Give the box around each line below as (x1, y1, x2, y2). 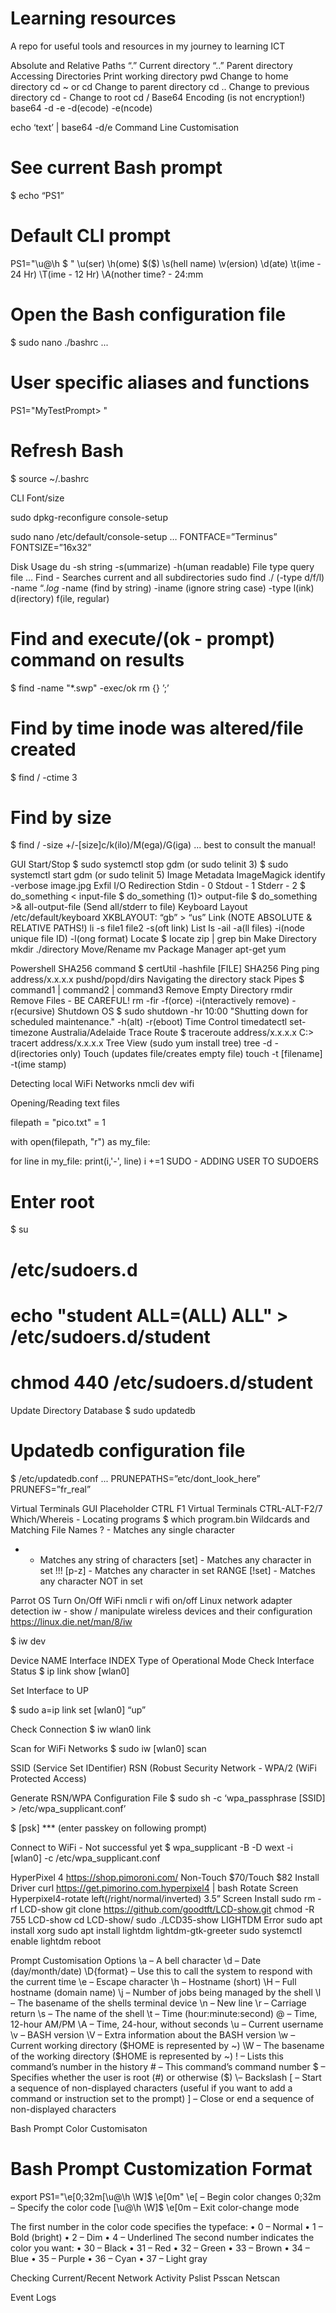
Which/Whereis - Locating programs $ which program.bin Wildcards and (10, 1513, 310, 1525)
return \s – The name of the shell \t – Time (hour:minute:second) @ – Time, (10, 2007, 318, 2019)
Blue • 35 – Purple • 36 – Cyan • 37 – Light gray (10, 2252, 208, 2264)
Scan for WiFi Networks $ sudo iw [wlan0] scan (10, 1742, 207, 1754)
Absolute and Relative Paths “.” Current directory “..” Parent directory (10, 59, 293, 71)
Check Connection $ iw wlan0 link (10, 1723, 152, 1735)
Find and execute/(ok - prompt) (10, 627, 276, 650)
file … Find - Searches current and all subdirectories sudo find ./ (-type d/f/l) (10, 571, 325, 583)
